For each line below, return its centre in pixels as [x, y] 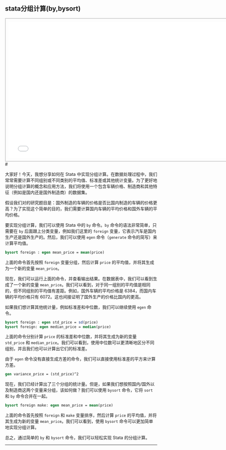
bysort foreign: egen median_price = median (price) [58, 327]
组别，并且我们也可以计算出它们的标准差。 [47, 349]
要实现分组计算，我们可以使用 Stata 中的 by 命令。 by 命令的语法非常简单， [79, 225]
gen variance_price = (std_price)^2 [42, 374]
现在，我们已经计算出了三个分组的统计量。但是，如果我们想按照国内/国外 [78, 384]
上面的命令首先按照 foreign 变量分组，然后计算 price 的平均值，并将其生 [78, 262]
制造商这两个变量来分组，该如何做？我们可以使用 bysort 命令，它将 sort [81, 390]
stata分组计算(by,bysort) [43, 9]
